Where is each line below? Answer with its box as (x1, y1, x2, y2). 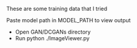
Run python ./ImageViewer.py (15, 35, 90, 41)
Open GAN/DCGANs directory (15, 28, 91, 35)
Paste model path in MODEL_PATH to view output (6, 17, 131, 23)
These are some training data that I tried (6, 5, 108, 12)
